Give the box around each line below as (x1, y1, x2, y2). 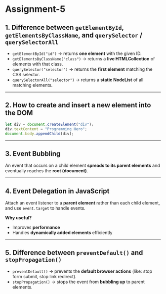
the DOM (5, 109, 33, 117)
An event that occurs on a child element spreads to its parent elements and (5, 162, 160, 169)
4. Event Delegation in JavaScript (5, 187, 110, 195)
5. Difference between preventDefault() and (5, 248, 143, 257)
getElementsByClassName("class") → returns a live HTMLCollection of (12, 56, 155, 61)
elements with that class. (12, 61, 63, 67)
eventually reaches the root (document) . (5, 168, 88, 174)
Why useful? (5, 215, 32, 221)
